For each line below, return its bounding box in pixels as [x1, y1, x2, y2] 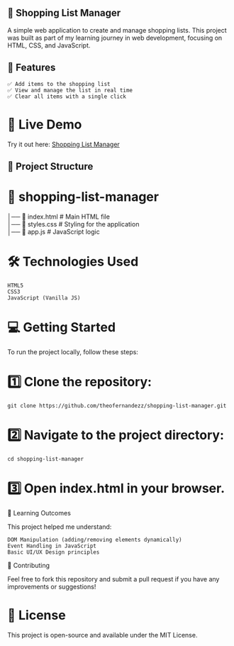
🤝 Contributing [7, 561, 50, 569]
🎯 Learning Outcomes [7, 508, 71, 517]
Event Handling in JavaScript [7, 542, 97, 549]
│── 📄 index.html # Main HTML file [7, 212, 110, 221]
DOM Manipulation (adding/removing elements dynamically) [7, 536, 182, 543]
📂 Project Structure [7, 160, 94, 173]
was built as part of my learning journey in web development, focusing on [7, 33, 223, 42]
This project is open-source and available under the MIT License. [7, 630, 198, 639]
